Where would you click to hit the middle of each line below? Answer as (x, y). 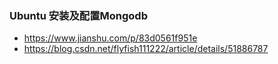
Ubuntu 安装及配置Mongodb (78, 15)
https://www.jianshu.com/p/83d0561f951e (110, 38)
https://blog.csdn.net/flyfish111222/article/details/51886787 (146, 49)
